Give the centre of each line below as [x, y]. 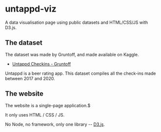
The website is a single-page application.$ [48, 105]
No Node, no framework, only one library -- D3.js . [55, 124]
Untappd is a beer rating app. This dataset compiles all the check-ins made [80, 73]
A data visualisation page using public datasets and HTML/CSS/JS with [77, 22]
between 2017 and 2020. [30, 78]
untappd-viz [31, 9]
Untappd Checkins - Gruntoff [41, 64]
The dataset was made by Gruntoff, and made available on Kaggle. [72, 54]
